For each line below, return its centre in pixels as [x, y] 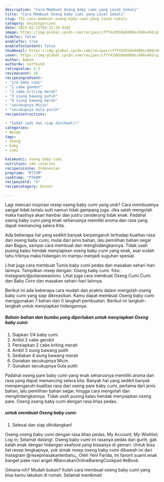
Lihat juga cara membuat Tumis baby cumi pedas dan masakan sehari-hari [80, 265]
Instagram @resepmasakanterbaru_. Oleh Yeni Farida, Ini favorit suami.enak [81, 455]
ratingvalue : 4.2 [23, 69]
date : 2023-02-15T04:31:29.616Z [38, 28]
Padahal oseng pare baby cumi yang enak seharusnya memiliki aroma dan [80, 375]
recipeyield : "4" [23, 182]
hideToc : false [20, 37]
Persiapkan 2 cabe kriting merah [45, 345]
